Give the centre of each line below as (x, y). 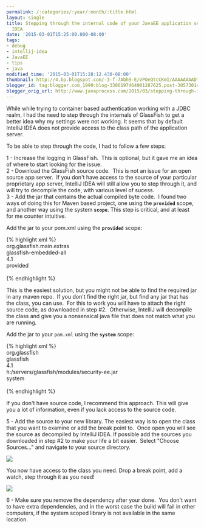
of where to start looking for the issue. (54, 164)
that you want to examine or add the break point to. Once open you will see (101, 428)
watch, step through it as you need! (51, 477)
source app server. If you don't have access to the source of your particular (102, 177)
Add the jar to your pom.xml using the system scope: (70, 334)
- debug (16, 46)
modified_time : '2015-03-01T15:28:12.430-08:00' (69, 74)
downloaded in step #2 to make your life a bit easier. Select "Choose (93, 440)
